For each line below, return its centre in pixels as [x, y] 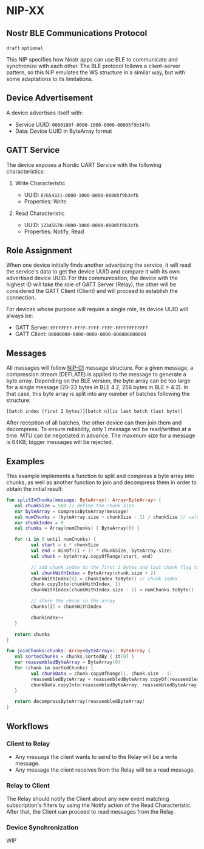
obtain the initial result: [35, 489]
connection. [21, 298]
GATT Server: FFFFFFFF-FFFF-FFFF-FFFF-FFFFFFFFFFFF [82, 328]
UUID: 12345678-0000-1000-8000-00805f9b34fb [81, 225]
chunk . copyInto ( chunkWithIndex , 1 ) [76, 584]
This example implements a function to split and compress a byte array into [100, 476]
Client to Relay [28, 744]
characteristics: [26, 171]
